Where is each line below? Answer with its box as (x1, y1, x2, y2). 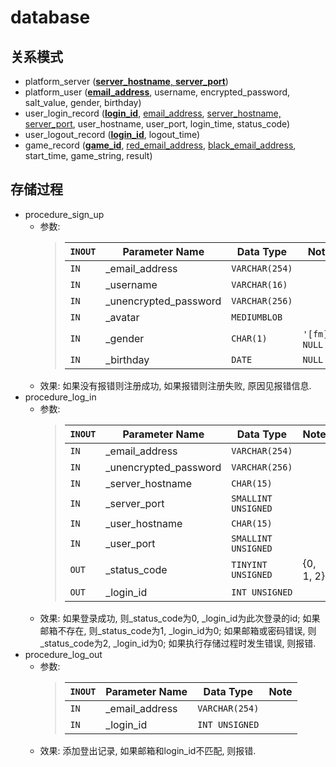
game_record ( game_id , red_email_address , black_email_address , (24, 139, 297, 151)
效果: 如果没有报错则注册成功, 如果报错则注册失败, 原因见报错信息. (39, 379, 312, 391)
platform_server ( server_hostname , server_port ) (24, 76, 229, 87)
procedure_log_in (24, 391, 97, 403)
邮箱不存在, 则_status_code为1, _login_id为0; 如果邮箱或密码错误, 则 (39, 624, 317, 636)
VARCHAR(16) (231, 279, 288, 290)
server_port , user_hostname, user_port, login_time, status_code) (24, 118, 291, 130)
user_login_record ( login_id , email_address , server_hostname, (24, 107, 282, 119)
